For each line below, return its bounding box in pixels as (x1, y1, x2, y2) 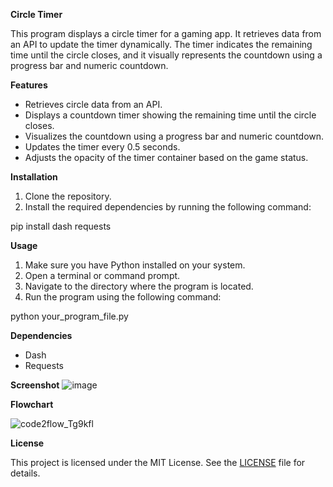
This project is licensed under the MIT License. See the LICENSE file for (10, 457, 306, 468)
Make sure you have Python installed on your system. (24, 259, 246, 271)
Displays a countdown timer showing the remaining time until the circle (24, 109, 317, 121)
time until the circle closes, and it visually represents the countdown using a (10, 49, 323, 61)
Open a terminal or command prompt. (24, 270, 181, 281)
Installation (10, 171, 58, 183)
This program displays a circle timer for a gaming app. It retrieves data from (10, 28, 322, 39)
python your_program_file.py (10, 310, 129, 322)
